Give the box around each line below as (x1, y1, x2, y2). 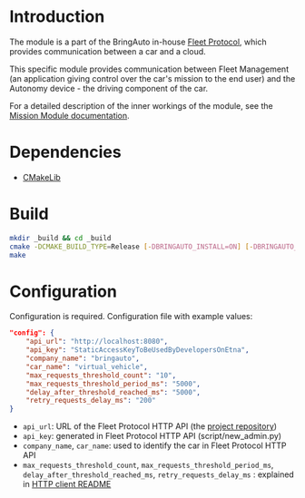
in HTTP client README (22, 479, 112, 490)
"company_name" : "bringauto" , (25, 354, 141, 363)
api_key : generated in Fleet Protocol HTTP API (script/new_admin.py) (22, 431, 282, 442)
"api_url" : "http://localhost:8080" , (25, 337, 169, 347)
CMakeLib (22, 171, 61, 182)
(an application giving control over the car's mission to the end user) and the (9, 73, 296, 83)
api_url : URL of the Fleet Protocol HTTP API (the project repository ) (22, 421, 278, 432)
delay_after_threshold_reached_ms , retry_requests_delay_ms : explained (22, 469, 295, 480)
